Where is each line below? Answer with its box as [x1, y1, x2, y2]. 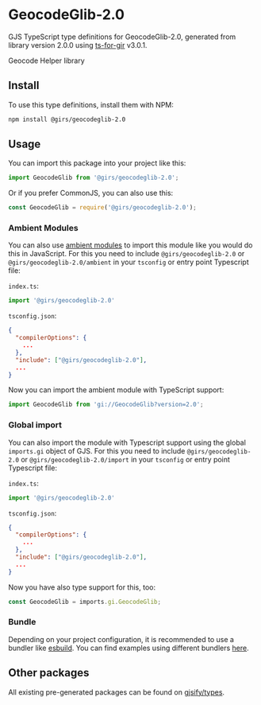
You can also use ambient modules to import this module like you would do [8, 240, 253, 250]
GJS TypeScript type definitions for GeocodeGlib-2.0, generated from [8, 32, 236, 41]
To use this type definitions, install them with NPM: [8, 99, 175, 109]
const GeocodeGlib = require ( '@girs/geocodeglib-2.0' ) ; [8, 204, 197, 212]
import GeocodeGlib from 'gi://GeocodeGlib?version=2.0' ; [8, 400, 204, 409]
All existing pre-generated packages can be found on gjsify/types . [8, 687, 225, 697]
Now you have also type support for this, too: [8, 582, 156, 592]
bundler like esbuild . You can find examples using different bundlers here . [8, 643, 250, 652]
